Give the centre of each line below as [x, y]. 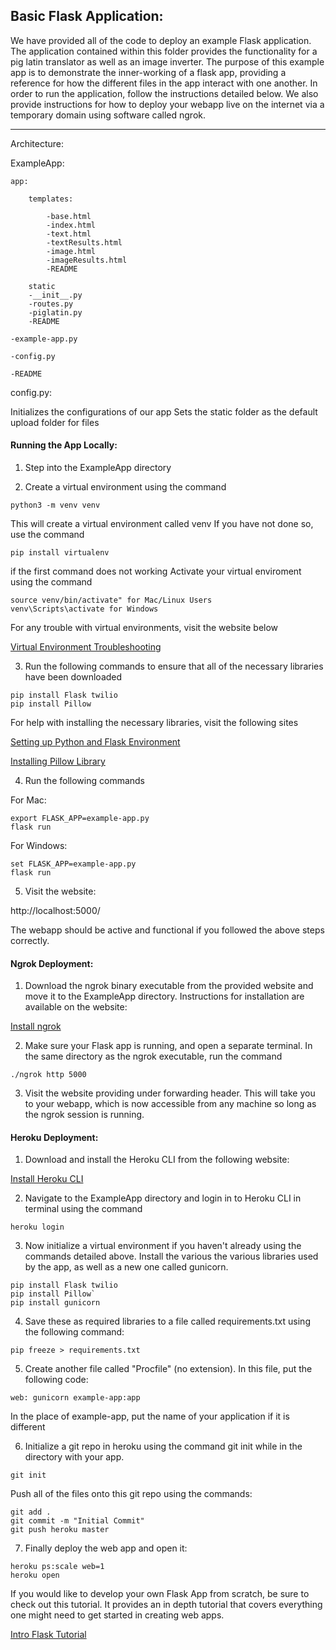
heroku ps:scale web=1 [57, 1567]
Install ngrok [36, 1026]
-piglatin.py [55, 312]
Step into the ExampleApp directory [98, 468]
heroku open [35, 1575]
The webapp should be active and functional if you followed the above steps [167, 930]
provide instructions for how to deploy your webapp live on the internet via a [167, 104]
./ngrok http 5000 [48, 1075]
